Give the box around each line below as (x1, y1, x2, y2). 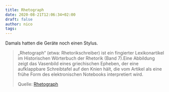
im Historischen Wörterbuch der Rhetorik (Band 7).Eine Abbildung (17, 55, 155, 61)
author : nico (5, 21, 33, 27)
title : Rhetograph (5, 7, 44, 13)
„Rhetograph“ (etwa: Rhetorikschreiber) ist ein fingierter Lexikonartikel (17, 50, 164, 56)
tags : (5, 26, 17, 31)
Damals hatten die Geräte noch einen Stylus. (5, 40, 98, 46)
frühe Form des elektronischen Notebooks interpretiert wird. (17, 71, 143, 77)
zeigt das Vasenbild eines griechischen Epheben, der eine (17, 61, 139, 67)
